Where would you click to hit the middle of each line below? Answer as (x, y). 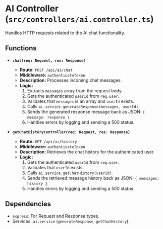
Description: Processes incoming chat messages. (71, 80)
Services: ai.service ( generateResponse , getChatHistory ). (71, 221)
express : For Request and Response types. (56, 216)
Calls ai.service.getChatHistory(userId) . (70, 173)
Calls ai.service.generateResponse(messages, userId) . (83, 106)
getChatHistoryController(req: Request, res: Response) (71, 132)
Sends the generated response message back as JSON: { (86, 112)
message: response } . (49, 117)
